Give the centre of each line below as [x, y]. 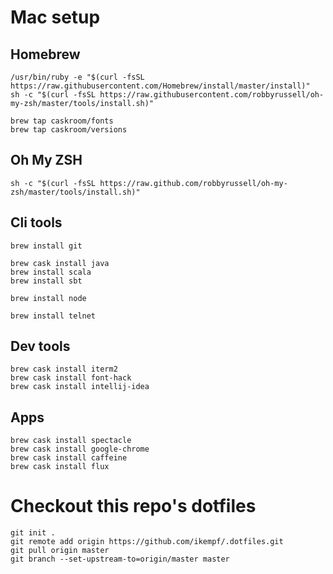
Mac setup [55, 17]
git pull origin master [60, 551]
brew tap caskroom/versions [69, 130]
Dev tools [40, 346]
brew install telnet [53, 316]
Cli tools [36, 222]
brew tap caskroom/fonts [62, 121]
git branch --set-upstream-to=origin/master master [120, 559]
